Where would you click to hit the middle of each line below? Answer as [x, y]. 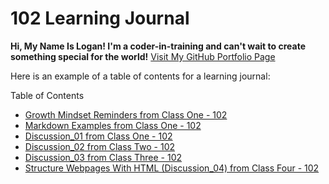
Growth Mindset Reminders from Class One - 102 [126, 114]
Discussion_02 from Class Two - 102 [99, 146]
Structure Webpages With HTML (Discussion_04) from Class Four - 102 [172, 168]
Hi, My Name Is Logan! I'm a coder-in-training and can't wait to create [158, 46]
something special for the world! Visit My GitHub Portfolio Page [143, 56]
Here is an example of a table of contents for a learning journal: [140, 76]
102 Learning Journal [100, 18]
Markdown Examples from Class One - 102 [113, 125]
